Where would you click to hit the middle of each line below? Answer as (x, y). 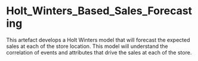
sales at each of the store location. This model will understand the (87, 46)
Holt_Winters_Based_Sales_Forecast (99, 11)
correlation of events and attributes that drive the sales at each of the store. (99, 52)
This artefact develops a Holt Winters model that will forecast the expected (98, 40)
